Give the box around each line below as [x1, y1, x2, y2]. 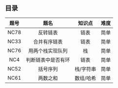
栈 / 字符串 [75, 66, 97, 72]
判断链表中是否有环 [26, 56, 70, 63]
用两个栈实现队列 [28, 47, 68, 54]
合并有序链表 [33, 38, 63, 45]
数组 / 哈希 [75, 74, 97, 81]
